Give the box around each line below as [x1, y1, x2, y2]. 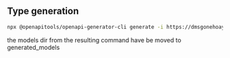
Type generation [7, 5, 79, 17]
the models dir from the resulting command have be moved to [7, 35, 181, 44]
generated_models [7, 43, 60, 51]
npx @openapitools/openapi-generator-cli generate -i [7, 23, 164, 30]
